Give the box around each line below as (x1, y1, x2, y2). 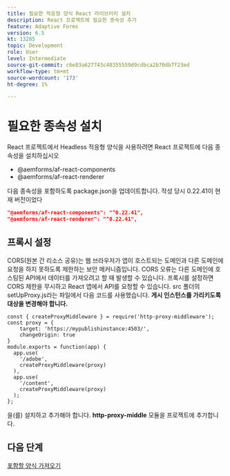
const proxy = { (7, 319, 54, 326)
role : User (7, 49, 39, 56)
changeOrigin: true (19, 331, 76, 339)
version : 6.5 (7, 29, 45, 37)
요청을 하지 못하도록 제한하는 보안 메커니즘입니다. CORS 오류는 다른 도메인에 (7, 265, 214, 273)
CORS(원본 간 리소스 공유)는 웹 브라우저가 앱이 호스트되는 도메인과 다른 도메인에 (7, 256, 224, 265)
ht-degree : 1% (7, 81, 48, 88)
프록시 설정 (7, 236, 52, 249)
